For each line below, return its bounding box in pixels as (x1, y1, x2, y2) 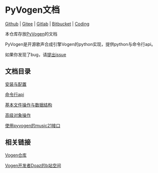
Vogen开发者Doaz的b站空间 (5, 162, 61, 168)
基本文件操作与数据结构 (5, 102, 52, 108)
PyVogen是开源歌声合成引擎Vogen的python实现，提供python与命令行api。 (5, 41, 156, 47)
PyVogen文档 (5, 4, 60, 16)
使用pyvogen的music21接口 (5, 122, 60, 128)
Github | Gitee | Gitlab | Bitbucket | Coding (5, 20, 90, 27)
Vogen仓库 (5, 152, 27, 158)
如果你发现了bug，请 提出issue (5, 52, 67, 58)
